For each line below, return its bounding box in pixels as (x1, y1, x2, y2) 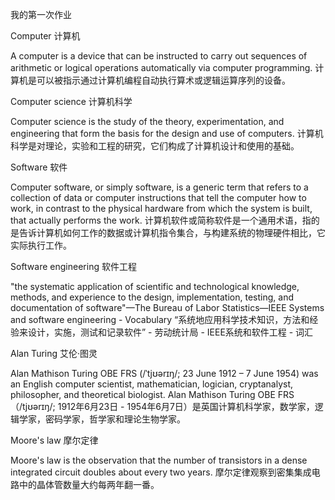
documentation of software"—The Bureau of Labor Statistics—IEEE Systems (10, 302, 325, 313)
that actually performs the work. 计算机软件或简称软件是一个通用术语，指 (10, 214, 312, 226)
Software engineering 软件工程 (10, 261, 137, 272)
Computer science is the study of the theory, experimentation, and (10, 116, 285, 127)
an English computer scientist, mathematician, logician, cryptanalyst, (10, 378, 294, 390)
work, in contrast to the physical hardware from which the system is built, (10, 203, 313, 214)
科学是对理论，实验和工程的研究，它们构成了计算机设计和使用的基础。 (10, 140, 300, 152)
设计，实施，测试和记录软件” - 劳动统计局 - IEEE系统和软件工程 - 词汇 (27, 326, 314, 338)
